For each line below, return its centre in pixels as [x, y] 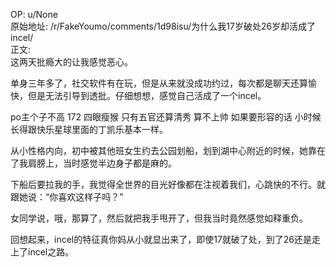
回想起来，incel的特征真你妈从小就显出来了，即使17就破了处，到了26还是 [161, 239]
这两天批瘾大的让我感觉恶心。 [71, 62]
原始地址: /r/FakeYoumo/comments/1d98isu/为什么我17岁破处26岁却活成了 [163, 26]
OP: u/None [34, 14]
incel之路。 [51, 252]
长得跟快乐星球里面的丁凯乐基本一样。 [89, 129]
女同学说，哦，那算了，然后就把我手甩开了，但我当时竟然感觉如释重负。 [159, 218]
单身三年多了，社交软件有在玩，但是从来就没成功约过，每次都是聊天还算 [159, 83]
